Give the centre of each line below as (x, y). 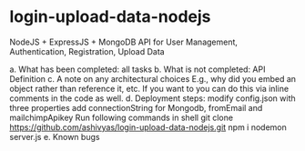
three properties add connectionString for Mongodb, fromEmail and (136, 107)
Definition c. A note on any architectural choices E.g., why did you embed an (153, 78)
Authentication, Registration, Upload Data (87, 51)
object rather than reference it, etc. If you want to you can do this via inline (149, 88)
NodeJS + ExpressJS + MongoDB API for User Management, (124, 42)
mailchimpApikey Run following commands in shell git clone (122, 117)
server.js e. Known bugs (55, 136)
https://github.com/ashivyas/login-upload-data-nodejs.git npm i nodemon (148, 127)
